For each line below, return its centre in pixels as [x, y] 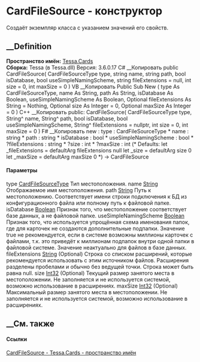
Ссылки [17, 339]
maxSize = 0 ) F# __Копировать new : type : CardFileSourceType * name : [98, 131]
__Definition [29, 47]
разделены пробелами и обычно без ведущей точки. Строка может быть [100, 267]
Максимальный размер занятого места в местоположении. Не [87, 292]
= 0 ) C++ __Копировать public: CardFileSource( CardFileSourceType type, [99, 112]
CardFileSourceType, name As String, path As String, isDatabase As [90, 93]
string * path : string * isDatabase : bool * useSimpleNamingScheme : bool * [100, 137]
